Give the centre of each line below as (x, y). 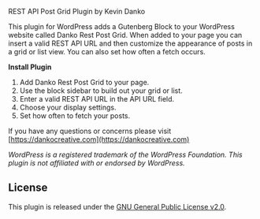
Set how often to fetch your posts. (75, 116)
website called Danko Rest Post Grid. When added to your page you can (125, 35)
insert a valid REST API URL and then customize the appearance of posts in (130, 43)
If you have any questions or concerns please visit (90, 131)
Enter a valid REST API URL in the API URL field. (97, 99)
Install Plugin (30, 67)
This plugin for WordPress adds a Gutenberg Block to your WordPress (121, 26)
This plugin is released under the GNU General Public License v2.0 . (117, 206)
